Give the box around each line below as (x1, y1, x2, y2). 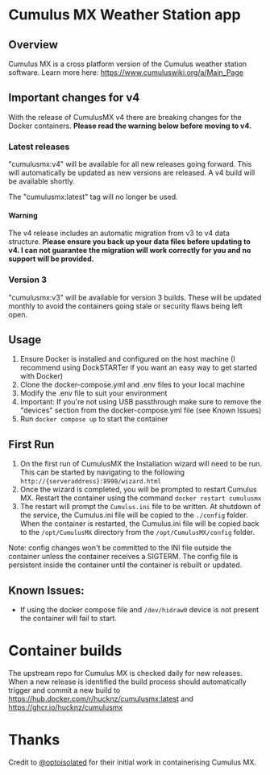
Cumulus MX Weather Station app (8, 6, 241, 24)
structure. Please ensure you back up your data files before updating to (8, 237, 251, 247)
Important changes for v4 (8, 91, 140, 105)
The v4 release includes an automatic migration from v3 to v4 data (8, 228, 230, 238)
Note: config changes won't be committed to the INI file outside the (8, 543, 232, 553)
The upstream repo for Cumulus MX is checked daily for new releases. (8, 668, 243, 678)
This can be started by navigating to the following (19, 467, 185, 477)
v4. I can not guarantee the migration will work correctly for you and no (8, 246, 251, 255)
